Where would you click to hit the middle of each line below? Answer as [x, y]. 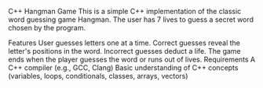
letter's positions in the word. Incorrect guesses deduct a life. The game [124, 51]
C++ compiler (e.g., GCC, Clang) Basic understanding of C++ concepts [123, 68]
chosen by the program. [47, 28]
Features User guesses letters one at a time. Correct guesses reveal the [124, 43]
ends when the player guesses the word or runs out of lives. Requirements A [132, 59]
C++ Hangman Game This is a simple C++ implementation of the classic [125, 11]
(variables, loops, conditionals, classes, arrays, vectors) [98, 76]
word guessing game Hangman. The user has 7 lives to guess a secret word [131, 19]
